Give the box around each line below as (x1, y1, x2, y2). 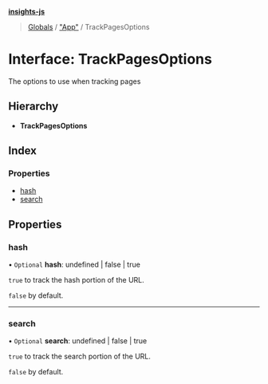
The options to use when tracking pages (8, 76, 141, 86)
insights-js (8, 7, 45, 16)
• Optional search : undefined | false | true (8, 336, 148, 346)
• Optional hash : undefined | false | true (8, 259, 141, 270)
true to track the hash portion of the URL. (8, 275, 145, 285)
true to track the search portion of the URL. (8, 351, 152, 362)
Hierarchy (8, 100, 59, 113)
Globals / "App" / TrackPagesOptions (27, 22, 150, 31)
